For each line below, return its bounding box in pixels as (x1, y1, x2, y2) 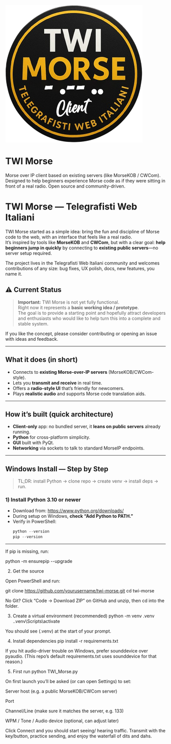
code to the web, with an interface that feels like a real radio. (5, 234, 132, 240)
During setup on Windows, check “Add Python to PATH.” (12, 513, 133, 519)
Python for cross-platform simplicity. (12, 434, 91, 440)
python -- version (12, 529, 50, 534)
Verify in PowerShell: (12, 519, 57, 525)
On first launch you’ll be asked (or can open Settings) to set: (5, 678, 131, 685)
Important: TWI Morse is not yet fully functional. (17, 299, 120, 305)
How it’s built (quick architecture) (5, 410, 113, 419)
